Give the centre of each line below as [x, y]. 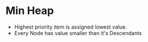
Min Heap [30, 11]
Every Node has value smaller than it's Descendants [78, 33]
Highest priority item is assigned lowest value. [70, 27]
